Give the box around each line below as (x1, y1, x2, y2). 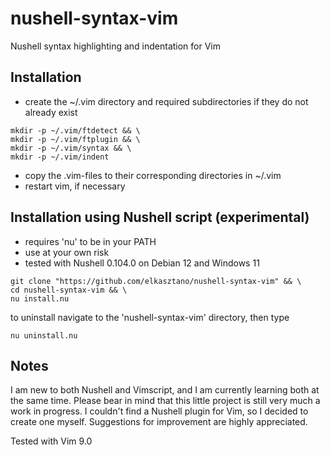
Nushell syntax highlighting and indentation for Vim (10, 40, 222, 52)
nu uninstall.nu (10, 330, 78, 341)
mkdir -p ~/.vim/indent (10, 152, 110, 162)
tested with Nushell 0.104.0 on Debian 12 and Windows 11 (24, 257, 260, 269)
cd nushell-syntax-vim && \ (10, 285, 128, 295)
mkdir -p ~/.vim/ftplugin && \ (10, 134, 141, 144)
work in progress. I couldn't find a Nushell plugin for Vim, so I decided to (10, 405, 309, 417)
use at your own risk (24, 246, 110, 258)
